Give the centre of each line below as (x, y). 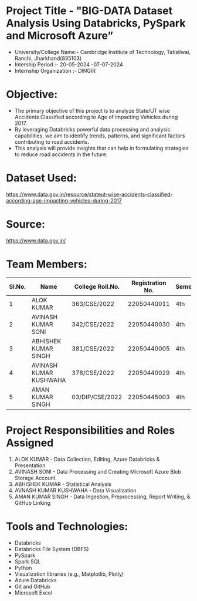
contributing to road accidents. (52, 141)
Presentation (30, 465)
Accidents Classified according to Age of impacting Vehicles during (96, 117)
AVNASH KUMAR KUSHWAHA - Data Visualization (75, 490)
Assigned (30, 443)
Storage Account (35, 478)
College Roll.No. (97, 286)
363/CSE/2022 (93, 303)
